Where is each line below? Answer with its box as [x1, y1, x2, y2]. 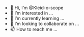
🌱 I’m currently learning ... [10, 15, 65, 21]
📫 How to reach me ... [10, 26, 58, 32]
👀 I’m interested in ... [10, 10, 53, 16]
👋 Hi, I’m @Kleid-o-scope [10, 5, 64, 10]
